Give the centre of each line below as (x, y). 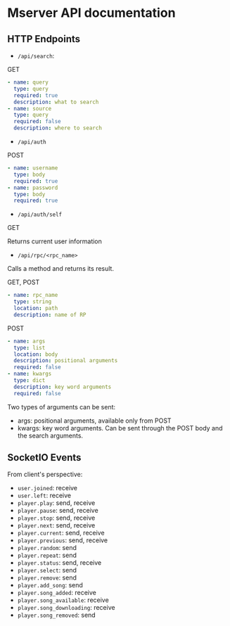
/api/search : (36, 56)
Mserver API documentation (91, 13)
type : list (30, 347)
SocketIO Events (44, 458)
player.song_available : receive (63, 600)
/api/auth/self (40, 215)
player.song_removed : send (57, 615)
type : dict (30, 381)
